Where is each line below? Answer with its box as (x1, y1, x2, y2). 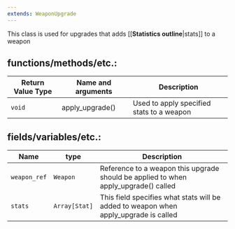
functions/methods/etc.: (7, 57, 117, 69)
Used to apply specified (132, 99, 211, 109)
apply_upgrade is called (99, 210, 178, 220)
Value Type (13, 87, 52, 97)
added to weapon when (99, 201, 178, 211)
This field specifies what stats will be (99, 193, 221, 202)
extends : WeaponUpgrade (7, 10, 77, 18)
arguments (75, 87, 113, 97)
